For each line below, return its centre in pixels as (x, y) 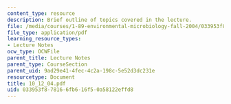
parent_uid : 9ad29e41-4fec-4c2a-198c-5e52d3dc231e (81, 70)
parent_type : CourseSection (47, 64)
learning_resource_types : (44, 39)
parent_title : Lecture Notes (49, 58)
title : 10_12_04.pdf (37, 83)
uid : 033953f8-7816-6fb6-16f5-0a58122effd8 (70, 90)
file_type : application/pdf (47, 32)
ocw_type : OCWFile (33, 52)
